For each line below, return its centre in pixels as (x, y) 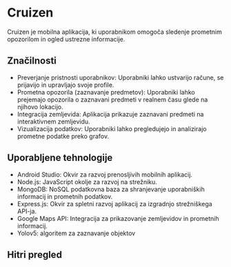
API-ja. (27, 211)
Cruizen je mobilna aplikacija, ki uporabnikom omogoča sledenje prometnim (114, 32)
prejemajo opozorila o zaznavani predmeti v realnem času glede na (112, 99)
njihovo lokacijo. (40, 107)
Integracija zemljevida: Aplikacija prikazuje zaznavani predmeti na (110, 114)
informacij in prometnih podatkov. (65, 196)
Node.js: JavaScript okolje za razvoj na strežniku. (87, 181)
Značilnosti (32, 61)
